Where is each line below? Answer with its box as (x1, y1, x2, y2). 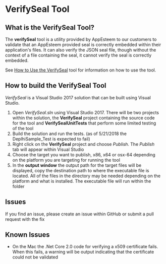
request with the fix (5, 216, 45, 222)
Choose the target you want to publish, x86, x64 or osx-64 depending (12, 151, 156, 157)
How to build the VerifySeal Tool (5, 81, 107, 90)
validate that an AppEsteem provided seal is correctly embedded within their (5, 42, 162, 48)
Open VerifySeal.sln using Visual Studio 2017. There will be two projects (12, 109, 160, 115)
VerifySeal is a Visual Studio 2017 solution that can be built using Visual (5, 94, 151, 100)
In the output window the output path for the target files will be (12, 162, 142, 168)
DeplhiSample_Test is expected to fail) (12, 135, 91, 142)
